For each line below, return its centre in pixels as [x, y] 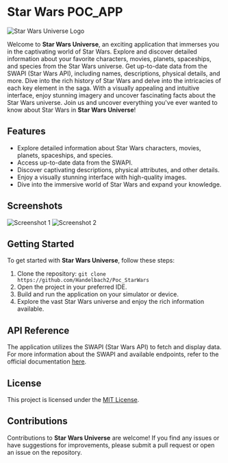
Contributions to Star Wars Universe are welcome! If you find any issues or [113, 438]
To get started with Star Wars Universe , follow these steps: [91, 261]
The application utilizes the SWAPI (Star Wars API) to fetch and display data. [114, 347]
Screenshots [35, 206]
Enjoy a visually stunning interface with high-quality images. [102, 177]
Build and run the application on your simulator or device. [98, 294]
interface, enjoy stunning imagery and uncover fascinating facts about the [112, 95]
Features [26, 131]
